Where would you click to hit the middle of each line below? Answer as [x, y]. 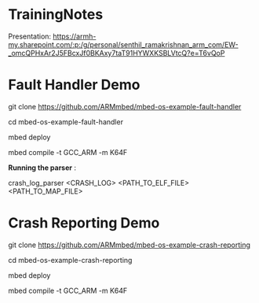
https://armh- [75, 36]
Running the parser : [42, 168]
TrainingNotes [56, 15]
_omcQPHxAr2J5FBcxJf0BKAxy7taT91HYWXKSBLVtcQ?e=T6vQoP [117, 53]
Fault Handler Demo [74, 85]
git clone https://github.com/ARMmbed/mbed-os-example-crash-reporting [129, 245]
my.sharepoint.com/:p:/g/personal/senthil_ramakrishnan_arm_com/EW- [123, 44]
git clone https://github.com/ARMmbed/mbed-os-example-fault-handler [125, 106]
